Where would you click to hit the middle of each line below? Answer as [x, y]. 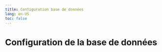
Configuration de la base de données [81, 42]
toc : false [16, 18]
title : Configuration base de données [44, 9]
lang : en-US [17, 14]
